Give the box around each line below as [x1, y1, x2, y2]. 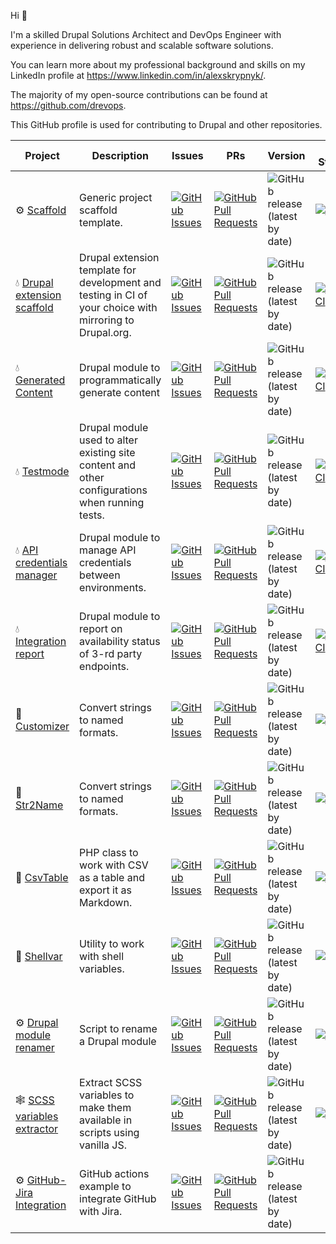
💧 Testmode [15, 465, 70, 478]
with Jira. [79, 1205, 123, 1218]
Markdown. [79, 896, 133, 909]
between [79, 568, 121, 582]
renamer [15, 1041, 55, 1054]
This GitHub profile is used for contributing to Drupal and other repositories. [10, 119, 323, 130]
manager [15, 568, 58, 582]
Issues [171, 149, 204, 162]
